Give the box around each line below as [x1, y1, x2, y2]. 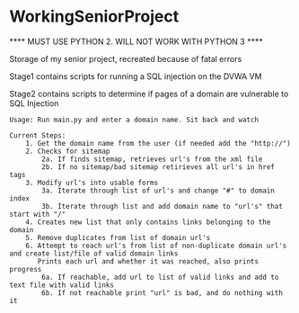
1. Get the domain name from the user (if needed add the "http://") [25, 139, 292, 148]
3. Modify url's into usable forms [25, 178, 159, 187]
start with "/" [9, 210, 66, 219]
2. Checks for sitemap [25, 147, 110, 156]
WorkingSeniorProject [9, 6, 180, 27]
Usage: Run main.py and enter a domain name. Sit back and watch [9, 115, 259, 124]
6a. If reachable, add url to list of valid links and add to [41, 273, 279, 282]
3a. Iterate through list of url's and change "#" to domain [41, 186, 276, 195]
